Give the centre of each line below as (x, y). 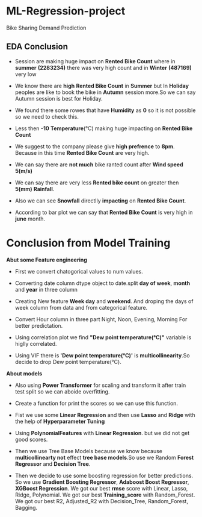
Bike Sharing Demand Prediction (46, 28)
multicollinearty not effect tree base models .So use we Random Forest (104, 457)
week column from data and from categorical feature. (81, 307)
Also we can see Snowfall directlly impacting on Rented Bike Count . (100, 201)
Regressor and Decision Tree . (53, 464)
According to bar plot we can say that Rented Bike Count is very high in (104, 212)
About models (24, 373)
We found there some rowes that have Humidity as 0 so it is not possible (105, 110)
